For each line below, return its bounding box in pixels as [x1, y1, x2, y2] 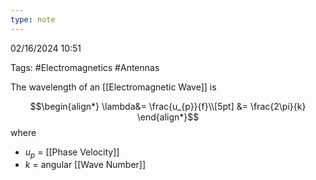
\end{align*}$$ [136, 111, 200, 123]
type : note [10, 14, 56, 25]
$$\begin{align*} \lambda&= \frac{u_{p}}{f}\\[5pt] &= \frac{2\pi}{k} [29, 100, 307, 112]
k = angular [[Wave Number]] [24, 159, 147, 171]
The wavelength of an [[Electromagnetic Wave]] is [10, 81, 217, 93]
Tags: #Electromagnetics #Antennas [10, 61, 160, 73]
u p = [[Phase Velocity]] [24, 146, 120, 160]
